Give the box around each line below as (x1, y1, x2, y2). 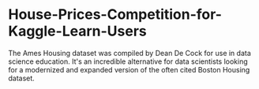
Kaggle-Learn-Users (8, 22, 148, 40)
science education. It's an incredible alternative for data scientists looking (8, 57, 249, 66)
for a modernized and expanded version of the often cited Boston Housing (8, 65, 250, 74)
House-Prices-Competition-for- (8, 6, 223, 24)
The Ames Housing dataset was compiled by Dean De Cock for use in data (8, 48, 251, 57)
